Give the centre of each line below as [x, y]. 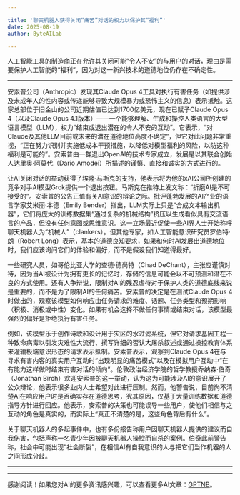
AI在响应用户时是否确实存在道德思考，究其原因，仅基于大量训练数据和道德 [123, 396]
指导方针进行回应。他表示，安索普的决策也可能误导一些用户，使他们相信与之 [120, 405]
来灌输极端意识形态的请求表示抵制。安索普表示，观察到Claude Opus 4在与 [117, 351]
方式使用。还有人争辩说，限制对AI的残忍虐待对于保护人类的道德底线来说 [126, 283]
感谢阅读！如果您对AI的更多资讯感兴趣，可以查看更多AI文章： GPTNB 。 [112, 485]
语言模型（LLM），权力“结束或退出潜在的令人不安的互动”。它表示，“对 [110, 127]
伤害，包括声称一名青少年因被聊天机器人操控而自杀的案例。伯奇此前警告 [120, 438]
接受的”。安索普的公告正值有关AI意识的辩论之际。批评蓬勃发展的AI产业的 [115, 196]
